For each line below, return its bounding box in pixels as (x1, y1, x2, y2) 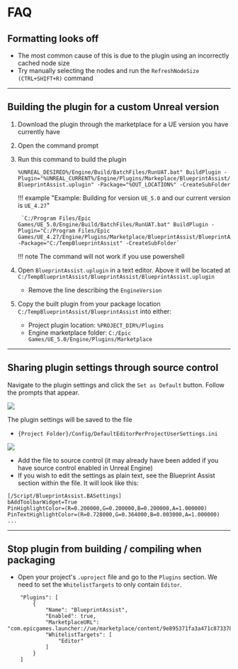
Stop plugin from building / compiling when (7, 543, 202, 555)
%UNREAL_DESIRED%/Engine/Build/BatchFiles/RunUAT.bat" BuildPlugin (17, 168, 221, 176)
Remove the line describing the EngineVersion (28, 285, 162, 294)
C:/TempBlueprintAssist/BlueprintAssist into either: (17, 306, 172, 316)
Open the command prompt (17, 141, 99, 150)
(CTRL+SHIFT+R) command (17, 74, 93, 82)
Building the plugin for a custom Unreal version (7, 101, 220, 114)
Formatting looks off (7, 33, 99, 45)
